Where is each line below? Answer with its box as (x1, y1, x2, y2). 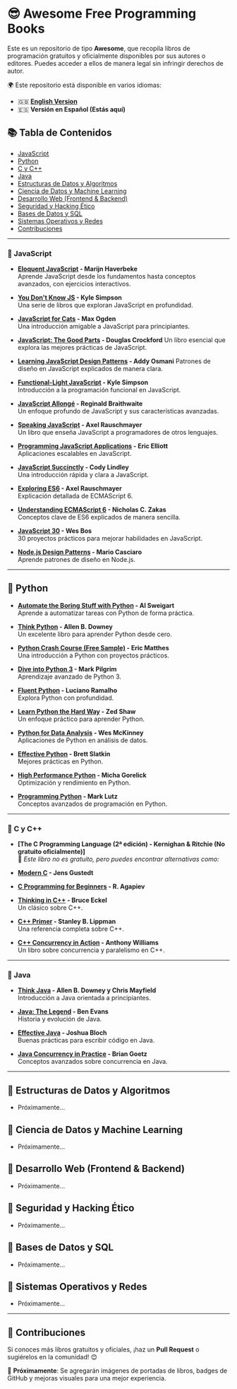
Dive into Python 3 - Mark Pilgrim (17, 664, 117, 673)
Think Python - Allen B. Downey (17, 622, 113, 631)
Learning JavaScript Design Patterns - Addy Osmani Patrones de (17, 357, 211, 365)
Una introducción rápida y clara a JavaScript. (17, 471, 150, 479)
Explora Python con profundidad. (17, 693, 114, 702)
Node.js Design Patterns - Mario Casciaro (17, 548, 142, 556)
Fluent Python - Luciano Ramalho (17, 686, 118, 694)
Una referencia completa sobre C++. (17, 925, 125, 933)
